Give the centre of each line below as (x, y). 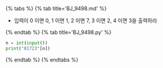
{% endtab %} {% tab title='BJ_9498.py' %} (59, 32)
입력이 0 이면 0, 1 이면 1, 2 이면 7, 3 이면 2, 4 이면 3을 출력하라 (86, 21)
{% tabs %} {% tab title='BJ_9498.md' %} (56, 8)
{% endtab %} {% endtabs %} (42, 59)
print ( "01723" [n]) (28, 48)
